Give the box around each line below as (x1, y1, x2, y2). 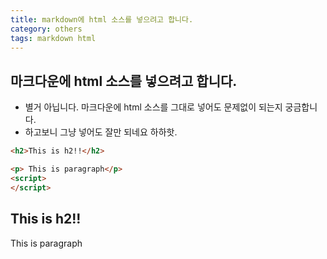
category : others (10, 24, 83, 34)
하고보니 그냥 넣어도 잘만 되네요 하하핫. (24, 126, 178, 138)
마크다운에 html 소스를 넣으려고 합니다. (10, 72, 238, 90)
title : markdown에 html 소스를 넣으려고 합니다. (10, 14, 194, 25)
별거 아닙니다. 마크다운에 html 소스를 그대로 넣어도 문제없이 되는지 (24, 101, 283, 113)
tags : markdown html (10, 33, 97, 43)
